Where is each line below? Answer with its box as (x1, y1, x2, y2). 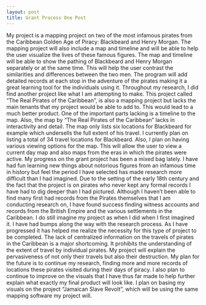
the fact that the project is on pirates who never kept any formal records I (6, 181, 191, 189)
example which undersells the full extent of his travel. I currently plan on (6, 129, 189, 137)
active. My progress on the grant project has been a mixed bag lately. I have (6, 155, 198, 162)
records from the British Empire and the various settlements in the (6, 207, 173, 214)
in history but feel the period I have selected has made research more (6, 168, 182, 175)
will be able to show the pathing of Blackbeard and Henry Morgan (6, 58, 173, 65)
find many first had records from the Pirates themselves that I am (6, 194, 170, 201)
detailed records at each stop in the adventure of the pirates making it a (6, 77, 188, 85)
